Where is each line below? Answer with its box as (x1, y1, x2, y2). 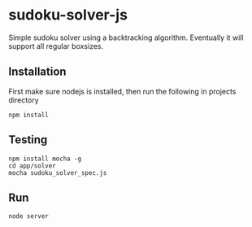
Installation (8, 65, 67, 79)
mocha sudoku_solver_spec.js (8, 168, 107, 177)
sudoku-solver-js (8, 6, 128, 24)
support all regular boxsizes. (8, 41, 104, 50)
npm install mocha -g (8, 155, 82, 163)
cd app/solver (8, 161, 57, 170)
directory (8, 95, 39, 105)
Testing (8, 133, 48, 147)
